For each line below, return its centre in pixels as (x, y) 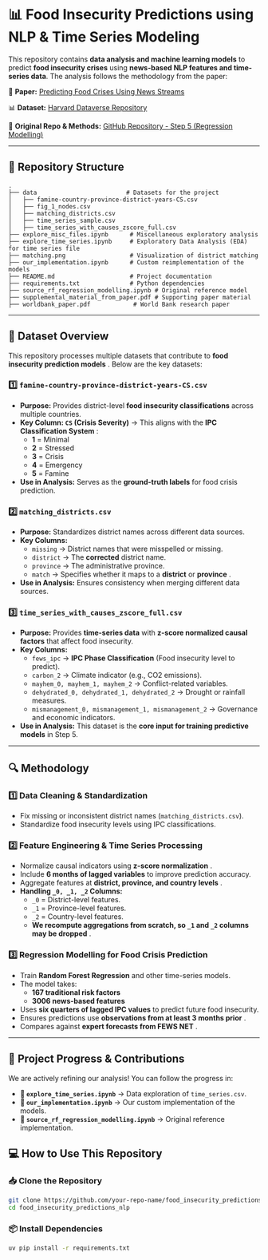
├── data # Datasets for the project (114, 192)
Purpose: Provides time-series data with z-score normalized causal (134, 633)
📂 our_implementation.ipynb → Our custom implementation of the (127, 1102)
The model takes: (48, 984)
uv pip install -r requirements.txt (69, 1248)
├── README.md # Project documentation (110, 276)
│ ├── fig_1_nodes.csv (49, 206)
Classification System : (59, 430)
